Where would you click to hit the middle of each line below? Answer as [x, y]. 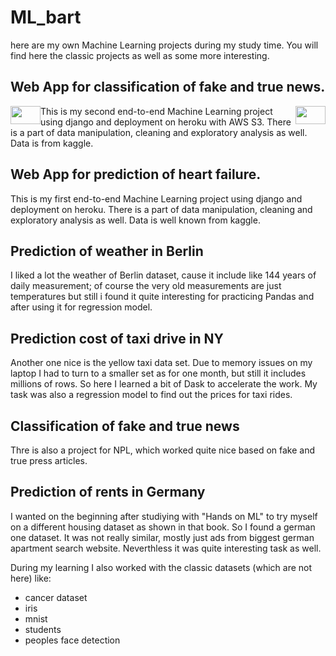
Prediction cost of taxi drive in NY [117, 338]
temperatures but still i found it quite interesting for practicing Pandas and [162, 297]
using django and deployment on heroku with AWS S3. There [166, 122]
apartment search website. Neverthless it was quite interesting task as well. [166, 548]
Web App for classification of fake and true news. [168, 87]
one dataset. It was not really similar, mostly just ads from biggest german [162, 537]
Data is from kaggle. [52, 143]
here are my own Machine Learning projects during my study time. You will [164, 45]
